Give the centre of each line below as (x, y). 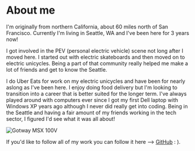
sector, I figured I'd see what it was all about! (61, 118)
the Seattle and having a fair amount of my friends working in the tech (91, 113)
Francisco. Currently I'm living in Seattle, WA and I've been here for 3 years (98, 33)
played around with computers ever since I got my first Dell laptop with (92, 100)
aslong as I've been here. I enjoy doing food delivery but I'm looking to (92, 87)
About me (31, 10)
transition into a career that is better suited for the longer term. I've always (97, 94)
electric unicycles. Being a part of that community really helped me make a (97, 63)
